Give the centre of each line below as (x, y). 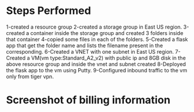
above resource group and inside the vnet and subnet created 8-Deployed (96, 64)
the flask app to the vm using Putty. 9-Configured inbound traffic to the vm (97, 70)
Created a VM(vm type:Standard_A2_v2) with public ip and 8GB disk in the (96, 58)
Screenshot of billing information (88, 100)
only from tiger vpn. (30, 76)
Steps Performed (48, 11)
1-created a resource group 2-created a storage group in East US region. (94, 27)
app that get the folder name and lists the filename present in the (85, 45)
